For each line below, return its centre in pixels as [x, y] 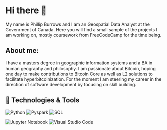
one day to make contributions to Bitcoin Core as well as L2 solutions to [79, 74]
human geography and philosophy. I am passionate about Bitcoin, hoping [81, 68]
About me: [22, 51]
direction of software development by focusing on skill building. [71, 84]
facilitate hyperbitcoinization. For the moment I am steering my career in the [83, 79]
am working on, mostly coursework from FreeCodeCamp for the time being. [83, 35]
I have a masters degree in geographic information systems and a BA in [79, 63]
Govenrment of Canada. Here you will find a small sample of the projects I [81, 29]
